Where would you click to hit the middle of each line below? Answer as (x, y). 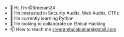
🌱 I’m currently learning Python (42, 18)
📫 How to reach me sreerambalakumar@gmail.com (63, 29)
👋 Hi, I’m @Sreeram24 (33, 8)
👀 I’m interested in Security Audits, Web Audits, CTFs (64, 13)
